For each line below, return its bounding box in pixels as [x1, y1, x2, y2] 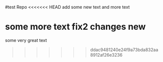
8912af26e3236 [90, 52, 123, 58]
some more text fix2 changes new [5, 21, 146, 32]
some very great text [5, 37, 47, 43]
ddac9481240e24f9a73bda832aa [90, 46, 159, 53]
